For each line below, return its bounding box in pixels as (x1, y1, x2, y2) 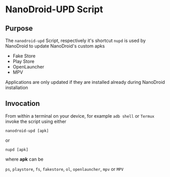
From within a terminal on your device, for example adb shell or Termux (5, 113, 155, 119)
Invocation (5, 99, 40, 108)
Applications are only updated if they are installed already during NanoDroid (5, 79, 165, 85)
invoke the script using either (5, 118, 66, 124)
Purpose (5, 24, 33, 33)
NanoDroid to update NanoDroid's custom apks (5, 43, 105, 49)
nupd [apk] (5, 147, 29, 152)
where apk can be (5, 156, 44, 162)
